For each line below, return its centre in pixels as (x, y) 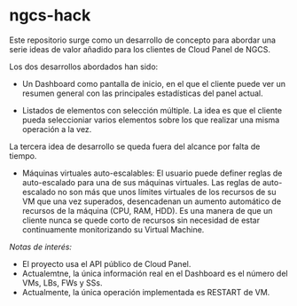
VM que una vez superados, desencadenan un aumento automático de (152, 201)
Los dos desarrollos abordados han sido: (84, 67)
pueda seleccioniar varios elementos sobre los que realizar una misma (151, 120)
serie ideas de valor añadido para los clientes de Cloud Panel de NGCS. (140, 49)
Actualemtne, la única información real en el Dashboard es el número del (155, 273)
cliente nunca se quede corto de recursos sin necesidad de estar (141, 220)
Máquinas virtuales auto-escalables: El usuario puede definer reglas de (152, 173)
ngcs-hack (50, 16)
